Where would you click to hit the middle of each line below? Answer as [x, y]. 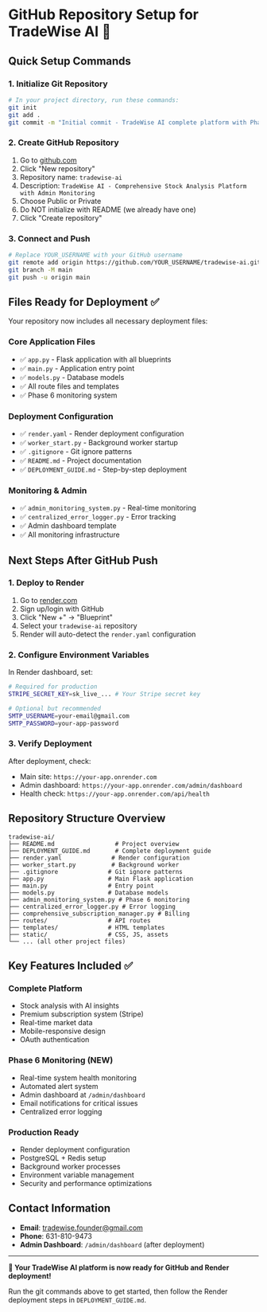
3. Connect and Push [49, 238]
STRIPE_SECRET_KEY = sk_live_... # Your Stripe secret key [104, 695]
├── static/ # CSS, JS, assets [89, 934]
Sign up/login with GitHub [62, 609]
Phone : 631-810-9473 [56, 1236]
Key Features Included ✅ [71, 966]
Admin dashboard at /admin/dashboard [82, 1095]
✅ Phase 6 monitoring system [68, 395]
